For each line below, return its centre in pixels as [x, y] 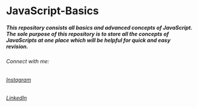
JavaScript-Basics [52, 11]
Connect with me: [28, 61]
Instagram [19, 80]
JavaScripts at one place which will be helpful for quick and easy [88, 40]
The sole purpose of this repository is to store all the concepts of [87, 34]
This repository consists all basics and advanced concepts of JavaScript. [99, 27]
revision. [17, 46]
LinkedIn [17, 98]
